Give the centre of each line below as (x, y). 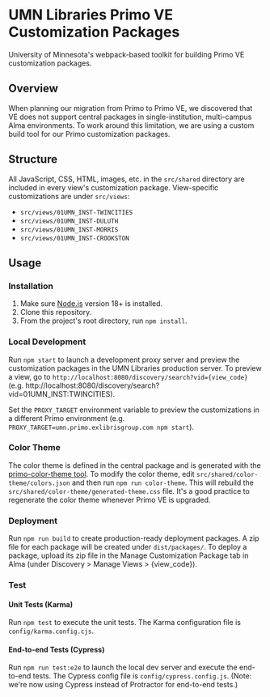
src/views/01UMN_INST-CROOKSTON (74, 238)
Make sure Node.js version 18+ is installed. (91, 304)
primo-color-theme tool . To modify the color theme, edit (102, 474)
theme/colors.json (39, 483)
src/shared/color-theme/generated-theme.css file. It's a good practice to (129, 491)
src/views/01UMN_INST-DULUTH (69, 221)
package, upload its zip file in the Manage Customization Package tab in (129, 555)
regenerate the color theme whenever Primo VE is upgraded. (110, 499)
